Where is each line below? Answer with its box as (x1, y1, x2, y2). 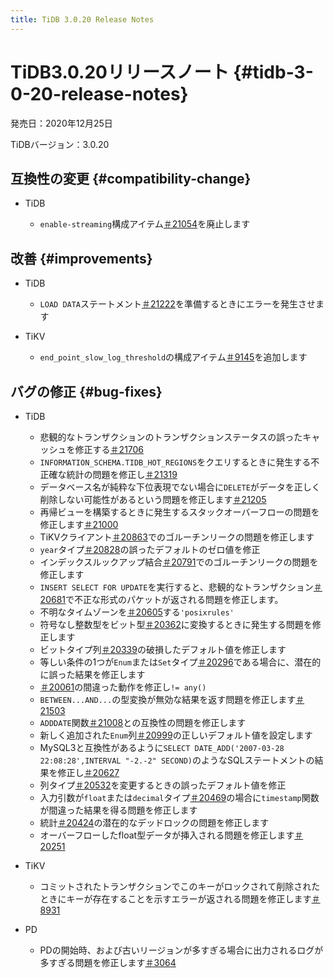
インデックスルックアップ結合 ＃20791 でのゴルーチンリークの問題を (39, 556, 319, 568)
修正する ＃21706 (74, 444, 145, 455)
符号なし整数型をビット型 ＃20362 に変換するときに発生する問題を (39, 619, 313, 630)
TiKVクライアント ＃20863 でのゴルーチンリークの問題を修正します (39, 531, 315, 543)
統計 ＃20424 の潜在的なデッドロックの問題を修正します (39, 817, 270, 828)
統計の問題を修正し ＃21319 (66, 469, 178, 480)
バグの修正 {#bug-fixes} (10, 383, 163, 400)
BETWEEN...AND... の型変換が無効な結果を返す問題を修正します (39, 694, 297, 705)
